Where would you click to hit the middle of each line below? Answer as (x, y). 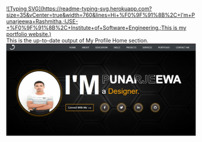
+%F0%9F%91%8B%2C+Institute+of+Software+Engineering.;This (89, 28)
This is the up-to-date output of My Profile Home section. (77, 40)
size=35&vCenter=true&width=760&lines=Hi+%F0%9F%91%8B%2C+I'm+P (101, 15)
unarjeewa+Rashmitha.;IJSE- (42, 21)
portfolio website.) (29, 34)
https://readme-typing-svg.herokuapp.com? (97, 9)
